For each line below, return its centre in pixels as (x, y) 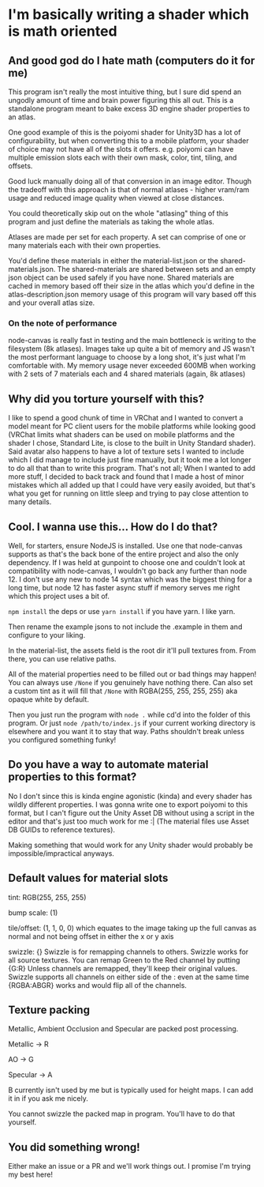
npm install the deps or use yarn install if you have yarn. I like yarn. (122, 611)
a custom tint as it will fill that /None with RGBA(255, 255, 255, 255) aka (123, 691)
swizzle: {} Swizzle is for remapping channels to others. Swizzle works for (128, 951)
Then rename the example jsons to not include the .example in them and (125, 627)
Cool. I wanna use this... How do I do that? (113, 527)
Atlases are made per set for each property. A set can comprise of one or (127, 237)
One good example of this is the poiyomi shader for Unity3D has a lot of (125, 132)
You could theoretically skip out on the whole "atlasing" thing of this (118, 213)
